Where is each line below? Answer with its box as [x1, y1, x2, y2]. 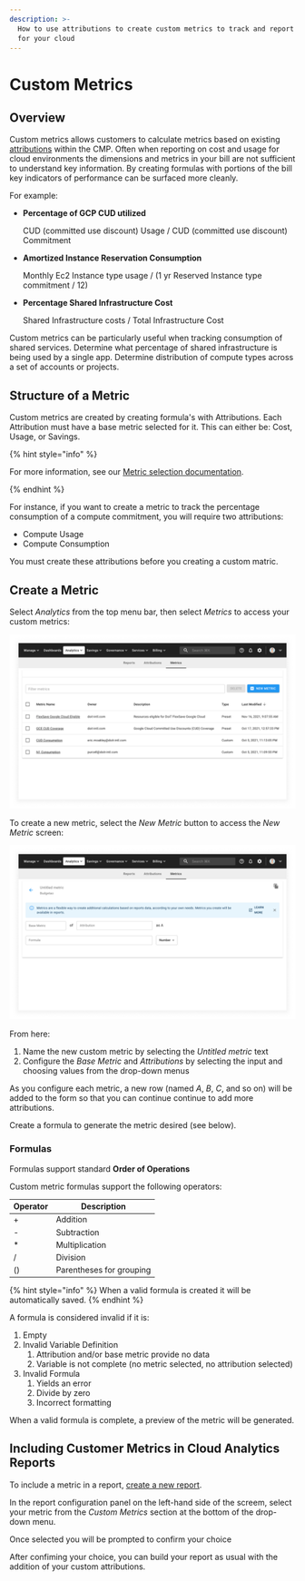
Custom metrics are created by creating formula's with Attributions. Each [9, 412, 282, 423]
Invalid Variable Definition [22, 1339, 119, 1350]
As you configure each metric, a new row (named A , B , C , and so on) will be [9, 1083, 293, 1094]
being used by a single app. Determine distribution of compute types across [9, 352, 294, 363]
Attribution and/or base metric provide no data [35, 1349, 211, 1360]
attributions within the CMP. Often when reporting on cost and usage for [9, 143, 280, 154]
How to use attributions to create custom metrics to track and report [17, 24, 295, 34]
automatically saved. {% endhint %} [9, 1294, 143, 1305]
